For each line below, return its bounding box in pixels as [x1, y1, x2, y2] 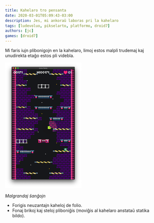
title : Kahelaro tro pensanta [5, 8, 67, 13]
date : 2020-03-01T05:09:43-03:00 [5, 13, 73, 18]
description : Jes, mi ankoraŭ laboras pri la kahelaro [5, 18, 119, 23]
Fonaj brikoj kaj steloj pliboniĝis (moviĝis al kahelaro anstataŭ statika [12, 207, 150, 213]
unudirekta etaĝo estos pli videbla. [5, 53, 75, 58]
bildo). [12, 213, 25, 219]
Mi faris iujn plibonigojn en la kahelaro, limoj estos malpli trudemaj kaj [5, 48, 144, 53]
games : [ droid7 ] [5, 34, 38, 38]
